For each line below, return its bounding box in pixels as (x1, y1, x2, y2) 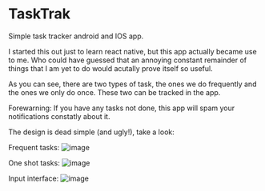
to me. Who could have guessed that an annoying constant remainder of (8, 55, 247, 65)
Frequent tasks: (8, 142, 60, 152)
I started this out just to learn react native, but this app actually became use (8, 46, 258, 56)
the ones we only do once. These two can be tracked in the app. (8, 87, 221, 97)
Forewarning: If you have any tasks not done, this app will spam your (8, 103, 235, 113)
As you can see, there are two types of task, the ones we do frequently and (8, 79, 257, 89)
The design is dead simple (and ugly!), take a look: (8, 127, 175, 137)
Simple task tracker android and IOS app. (8, 31, 144, 41)
